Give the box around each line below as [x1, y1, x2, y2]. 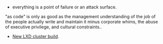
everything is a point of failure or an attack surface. [12, 4, 117, 10]
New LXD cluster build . [12, 34, 59, 39]
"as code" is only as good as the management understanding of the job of [5, 14, 156, 19]
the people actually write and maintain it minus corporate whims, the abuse [5, 19, 158, 24]
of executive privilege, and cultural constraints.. [5, 24, 102, 30]
